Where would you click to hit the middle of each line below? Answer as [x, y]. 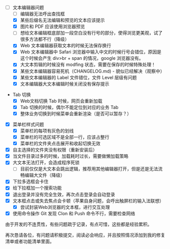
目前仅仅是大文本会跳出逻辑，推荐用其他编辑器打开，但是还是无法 [89, 169]
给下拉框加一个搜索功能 [37, 188]
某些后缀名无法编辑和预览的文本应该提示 [62, 20]
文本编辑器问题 [28, 7]
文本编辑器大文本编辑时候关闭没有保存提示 [65, 84]
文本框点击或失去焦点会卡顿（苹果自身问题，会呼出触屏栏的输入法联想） [88, 201]
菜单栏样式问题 [28, 124]
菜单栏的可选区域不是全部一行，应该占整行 [65, 137]
